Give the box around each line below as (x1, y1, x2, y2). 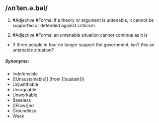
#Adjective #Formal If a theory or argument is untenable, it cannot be (12, 17, 154, 23)
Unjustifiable (12, 81, 39, 87)
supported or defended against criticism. (12, 22, 96, 28)
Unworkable (12, 92, 38, 98)
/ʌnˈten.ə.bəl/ (5, 4, 48, 12)
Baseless (12, 97, 31, 103)
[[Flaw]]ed (12, 102, 34, 108)
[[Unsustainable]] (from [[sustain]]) (12, 76, 84, 82)
